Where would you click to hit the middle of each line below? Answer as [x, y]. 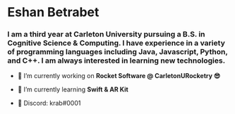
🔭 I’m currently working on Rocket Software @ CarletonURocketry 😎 [119, 76]
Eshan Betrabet [53, 12]
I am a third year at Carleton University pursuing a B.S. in [107, 34]
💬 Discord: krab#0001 [49, 103]
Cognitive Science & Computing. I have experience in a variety [116, 43]
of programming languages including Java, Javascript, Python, [117, 52]
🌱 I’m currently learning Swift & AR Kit [73, 89]
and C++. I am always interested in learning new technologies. [116, 61]
